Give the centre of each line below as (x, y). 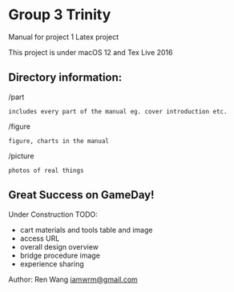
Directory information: (65, 78)
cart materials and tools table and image (86, 230)
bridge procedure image (60, 255)
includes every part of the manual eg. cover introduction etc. (118, 111)
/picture (21, 156)
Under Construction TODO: (53, 214)
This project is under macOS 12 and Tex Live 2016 (91, 52)
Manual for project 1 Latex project (64, 37)
